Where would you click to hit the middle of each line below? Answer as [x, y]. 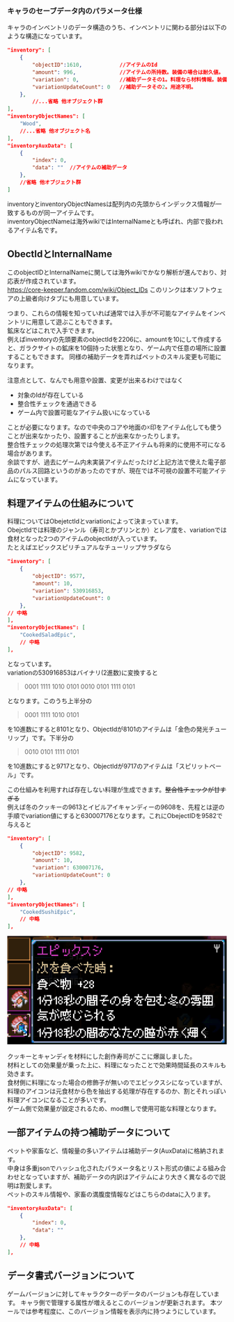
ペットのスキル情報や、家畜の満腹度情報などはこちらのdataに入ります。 [111, 1194]
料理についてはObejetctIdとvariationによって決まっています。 [95, 521]
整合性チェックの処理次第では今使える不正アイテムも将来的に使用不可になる [117, 444]
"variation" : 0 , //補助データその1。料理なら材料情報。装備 [130, 79]
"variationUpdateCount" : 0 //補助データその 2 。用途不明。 [114, 87]
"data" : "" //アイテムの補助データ [80, 168]
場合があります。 [31, 453]
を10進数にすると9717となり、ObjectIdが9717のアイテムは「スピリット [108, 766]
